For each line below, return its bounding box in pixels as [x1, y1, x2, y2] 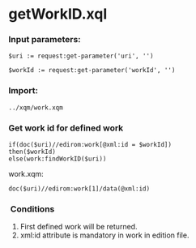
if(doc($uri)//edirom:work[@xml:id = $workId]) [8, 141, 173, 149]
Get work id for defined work [8, 122, 124, 134]
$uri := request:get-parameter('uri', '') [8, 52, 154, 61]
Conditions [10, 203, 55, 215]
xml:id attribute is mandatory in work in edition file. [19, 230, 190, 240]
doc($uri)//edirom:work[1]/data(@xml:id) [8, 185, 151, 193]
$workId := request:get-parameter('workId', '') [8, 66, 176, 75]
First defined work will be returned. [19, 222, 138, 232]
